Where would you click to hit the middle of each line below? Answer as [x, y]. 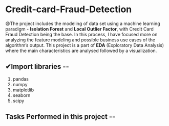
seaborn [22, 95]
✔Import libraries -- [37, 67]
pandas [21, 79]
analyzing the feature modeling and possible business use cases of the [80, 40]
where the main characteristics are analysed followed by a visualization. [81, 51]
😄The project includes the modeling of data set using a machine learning [83, 23]
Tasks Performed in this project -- [60, 117]
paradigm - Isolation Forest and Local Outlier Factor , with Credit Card [79, 29]
